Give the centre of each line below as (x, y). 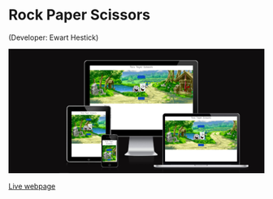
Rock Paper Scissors (79, 15)
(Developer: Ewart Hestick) (54, 37)
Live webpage (32, 186)
